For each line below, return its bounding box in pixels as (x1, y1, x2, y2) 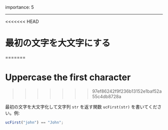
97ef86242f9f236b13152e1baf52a (92, 88, 162, 94)
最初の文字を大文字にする (5, 37, 111, 49)
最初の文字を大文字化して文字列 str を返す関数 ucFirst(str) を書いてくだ (5, 104, 157, 110)
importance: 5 (5, 4, 34, 10)
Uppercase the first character (5, 72, 131, 83)
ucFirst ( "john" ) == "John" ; (5, 120, 64, 125)
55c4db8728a (92, 93, 121, 99)
